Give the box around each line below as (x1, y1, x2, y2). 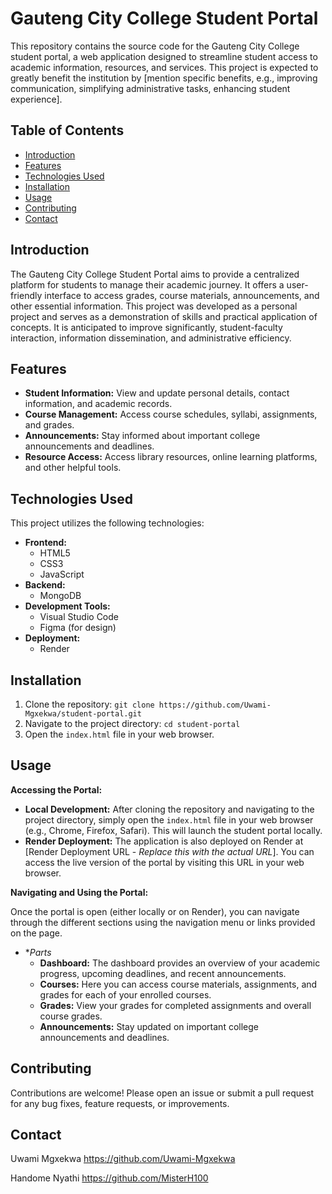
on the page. (10, 927, 63, 939)
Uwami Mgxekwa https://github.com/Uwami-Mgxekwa (10, 1153, 236, 1165)
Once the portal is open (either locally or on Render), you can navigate (10, 905, 300, 917)
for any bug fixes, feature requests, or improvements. (10, 1097, 230, 1109)
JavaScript (39, 568, 85, 581)
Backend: (24, 579, 66, 591)
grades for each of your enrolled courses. (39, 988, 212, 1001)
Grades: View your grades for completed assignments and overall (39, 999, 312, 1011)
